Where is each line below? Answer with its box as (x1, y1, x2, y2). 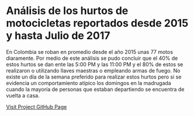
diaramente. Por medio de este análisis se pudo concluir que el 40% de (6, 54, 178, 62)
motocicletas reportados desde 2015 (6, 16, 189, 30)
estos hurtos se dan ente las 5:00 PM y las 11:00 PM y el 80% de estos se (6, 60, 183, 68)
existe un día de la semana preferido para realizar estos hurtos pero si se (6, 73, 182, 80)
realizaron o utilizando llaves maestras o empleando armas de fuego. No (6, 67, 181, 74)
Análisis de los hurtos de (6, 4, 129, 18)
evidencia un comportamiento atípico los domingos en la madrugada (6, 79, 171, 86)
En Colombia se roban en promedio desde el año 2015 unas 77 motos (6, 48, 174, 55)
